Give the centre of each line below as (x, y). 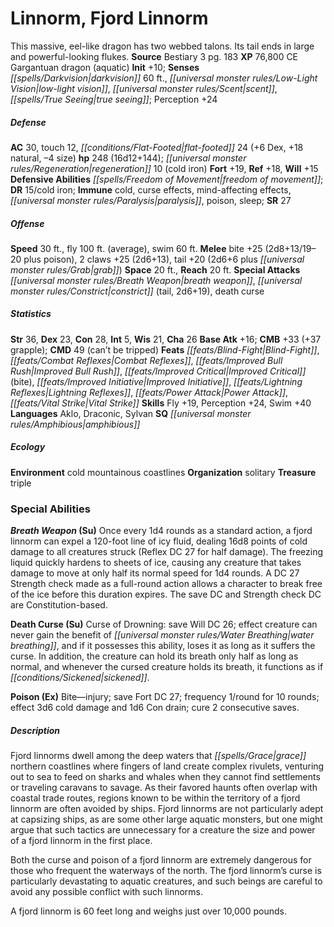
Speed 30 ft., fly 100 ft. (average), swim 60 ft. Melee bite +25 (136, 248)
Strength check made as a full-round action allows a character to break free (166, 584)
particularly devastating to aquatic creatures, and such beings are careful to (166, 881)
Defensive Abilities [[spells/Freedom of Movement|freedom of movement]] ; (167, 179)
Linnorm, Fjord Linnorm (109, 18)
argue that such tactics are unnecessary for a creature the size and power (163, 830)
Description (35, 730)
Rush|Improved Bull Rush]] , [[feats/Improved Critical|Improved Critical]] (158, 371)
